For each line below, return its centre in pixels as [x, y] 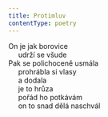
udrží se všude [42, 54]
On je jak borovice [38, 46]
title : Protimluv [37, 16]
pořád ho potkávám [50, 97]
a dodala [32, 80]
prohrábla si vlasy [48, 71]
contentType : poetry [43, 23]
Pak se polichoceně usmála [53, 63]
